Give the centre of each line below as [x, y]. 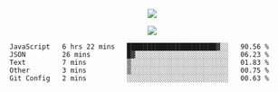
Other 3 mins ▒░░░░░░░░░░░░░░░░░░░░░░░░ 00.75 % [139, 70]
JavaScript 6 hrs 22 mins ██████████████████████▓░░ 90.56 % [139, 47]
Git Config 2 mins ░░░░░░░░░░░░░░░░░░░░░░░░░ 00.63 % [139, 78]
